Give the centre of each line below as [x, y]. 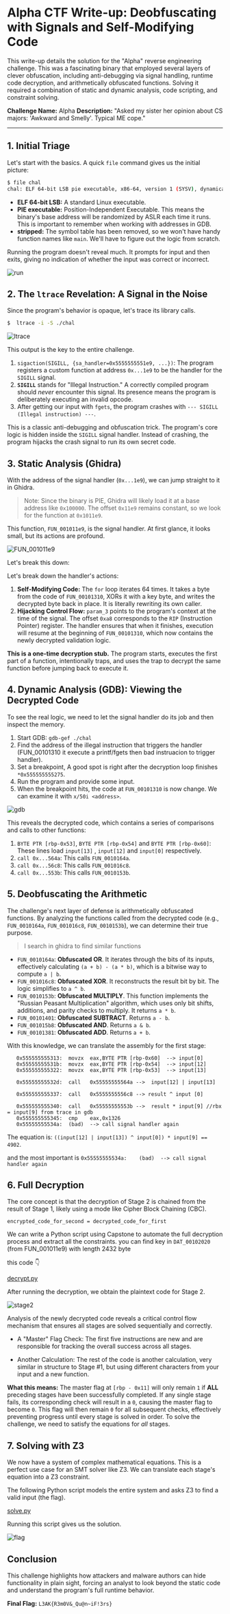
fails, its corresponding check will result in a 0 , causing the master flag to [110, 1402]
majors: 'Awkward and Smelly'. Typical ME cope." [76, 117]
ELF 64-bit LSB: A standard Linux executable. [81, 202]
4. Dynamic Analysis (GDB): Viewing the [95, 690]
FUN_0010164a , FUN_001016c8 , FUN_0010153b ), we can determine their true [108, 925]
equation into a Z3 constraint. [49, 1477]
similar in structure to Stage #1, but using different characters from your [118, 1367]
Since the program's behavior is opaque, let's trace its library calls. [102, 311]
